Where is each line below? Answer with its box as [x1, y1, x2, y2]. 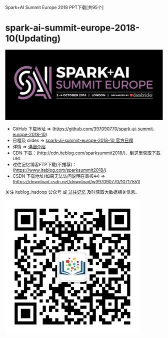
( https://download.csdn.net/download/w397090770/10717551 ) [12, 179, 141, 185]
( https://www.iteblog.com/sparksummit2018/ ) [12, 167, 106, 173]
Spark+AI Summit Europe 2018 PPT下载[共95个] [5, 5, 104, 10]
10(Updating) [5, 33, 61, 44]
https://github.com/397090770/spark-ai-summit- [53, 126, 155, 132]
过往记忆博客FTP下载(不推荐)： [12, 162, 77, 168]
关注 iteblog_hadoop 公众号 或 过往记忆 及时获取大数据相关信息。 [5, 189, 140, 195]
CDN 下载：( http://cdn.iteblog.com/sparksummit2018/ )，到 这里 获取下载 [12, 150, 161, 156]
